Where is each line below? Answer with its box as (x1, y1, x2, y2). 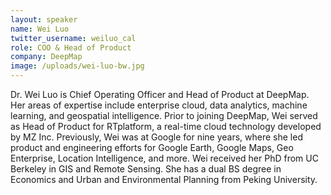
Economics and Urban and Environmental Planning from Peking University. (10, 174, 318, 185)
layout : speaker (10, 14, 78, 25)
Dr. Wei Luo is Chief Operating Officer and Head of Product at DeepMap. (10, 89, 310, 100)
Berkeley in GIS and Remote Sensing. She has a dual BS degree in (10, 163, 282, 175)
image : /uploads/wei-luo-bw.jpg (10, 61, 145, 71)
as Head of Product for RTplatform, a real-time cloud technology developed (10, 121, 322, 132)
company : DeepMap (10, 52, 83, 62)
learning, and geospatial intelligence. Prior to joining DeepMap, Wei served (10, 110, 318, 121)
